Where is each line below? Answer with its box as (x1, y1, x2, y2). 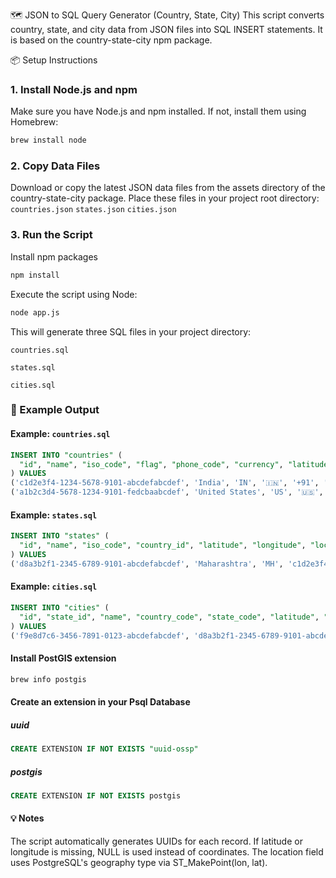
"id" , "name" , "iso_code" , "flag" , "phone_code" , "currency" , (19, 459, 284, 469)
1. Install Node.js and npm (10, 82, 138, 96)
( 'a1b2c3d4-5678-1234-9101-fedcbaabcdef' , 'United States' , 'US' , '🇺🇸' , (10, 487, 324, 498)
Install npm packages (10, 250, 98, 263)
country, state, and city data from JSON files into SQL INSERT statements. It (10, 24, 323, 35)
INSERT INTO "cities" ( (10, 602, 110, 613)
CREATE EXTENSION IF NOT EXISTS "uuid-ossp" (10, 744, 199, 754)
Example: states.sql (10, 509, 98, 521)
